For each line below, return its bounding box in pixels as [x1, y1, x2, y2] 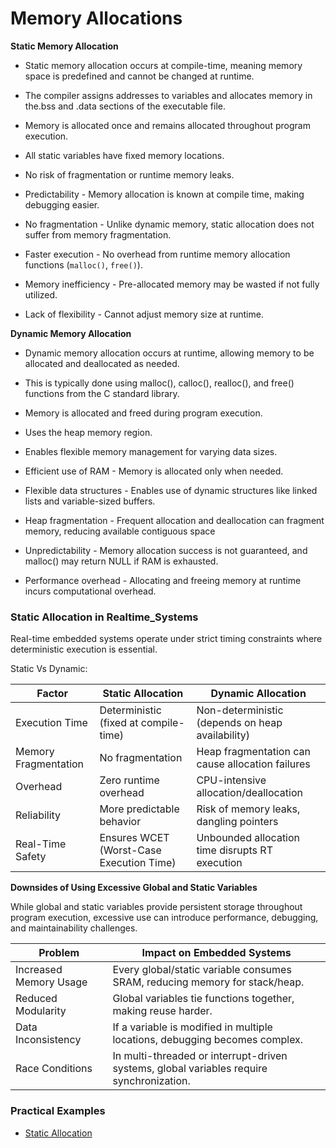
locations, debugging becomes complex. [112, 1033, 304, 1047]
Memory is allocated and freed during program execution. [24, 407, 263, 419]
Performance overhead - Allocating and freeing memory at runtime [24, 574, 302, 586]
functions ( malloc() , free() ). [24, 258, 143, 271]
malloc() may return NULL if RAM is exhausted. [24, 555, 219, 567]
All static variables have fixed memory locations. [24, 149, 225, 161]
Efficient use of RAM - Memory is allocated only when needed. [24, 465, 284, 477]
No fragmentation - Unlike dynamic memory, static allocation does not [24, 218, 315, 230]
